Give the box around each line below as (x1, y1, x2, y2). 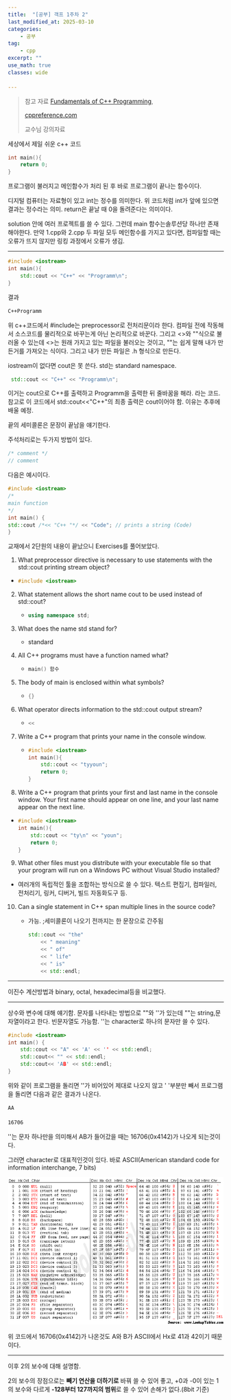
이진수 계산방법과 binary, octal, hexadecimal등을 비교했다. (8, 987, 167, 996)
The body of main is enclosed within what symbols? (17, 678, 165, 686)
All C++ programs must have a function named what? (17, 651, 169, 659)
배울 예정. (8, 406, 34, 415)
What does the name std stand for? (17, 624, 117, 633)
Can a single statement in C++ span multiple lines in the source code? (17, 903, 215, 911)
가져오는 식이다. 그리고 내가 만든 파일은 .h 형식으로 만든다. (25, 347, 181, 355)
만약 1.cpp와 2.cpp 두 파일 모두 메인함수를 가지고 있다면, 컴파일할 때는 (33, 228, 221, 237)
